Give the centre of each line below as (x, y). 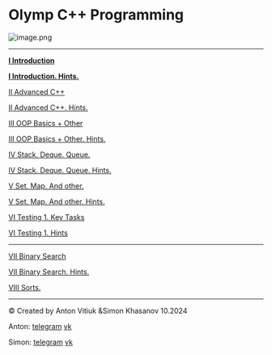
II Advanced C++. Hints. (49, 108)
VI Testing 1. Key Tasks (47, 217)
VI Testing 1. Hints (38, 233)
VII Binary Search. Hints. (49, 272)
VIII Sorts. (25, 287)
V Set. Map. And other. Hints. (57, 201)
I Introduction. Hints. (44, 76)
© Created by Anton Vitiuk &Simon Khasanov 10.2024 (98, 311)
